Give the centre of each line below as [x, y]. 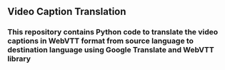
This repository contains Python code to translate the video [113, 32]
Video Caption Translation [67, 12]
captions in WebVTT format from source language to [101, 41]
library [19, 59]
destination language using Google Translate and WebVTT [111, 50]
